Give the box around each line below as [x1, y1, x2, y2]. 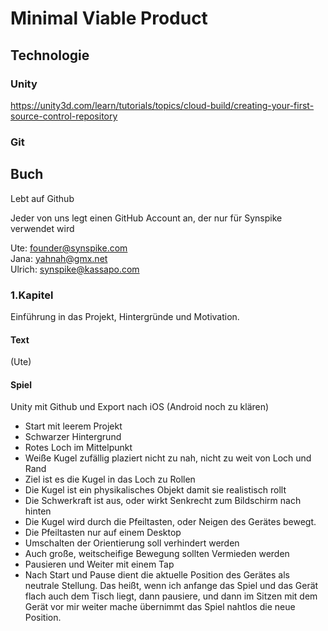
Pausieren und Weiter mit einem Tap [24, 558, 175, 571]
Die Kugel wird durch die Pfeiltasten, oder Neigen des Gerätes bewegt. [24, 516, 317, 528]
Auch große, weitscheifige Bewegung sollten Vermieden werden [24, 548, 290, 560]
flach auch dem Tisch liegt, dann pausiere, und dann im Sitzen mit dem [24, 590, 318, 602]
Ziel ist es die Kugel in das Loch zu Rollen [24, 473, 196, 486]
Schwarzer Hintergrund [24, 431, 122, 443]
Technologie [10, 47, 90, 64]
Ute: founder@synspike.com [10, 242, 128, 254]
